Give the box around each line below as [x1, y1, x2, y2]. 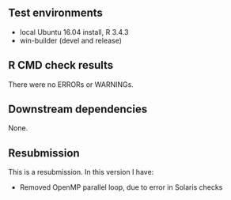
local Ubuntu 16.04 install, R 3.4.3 [19, 27, 129, 36]
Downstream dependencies [8, 103, 148, 116]
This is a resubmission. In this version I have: [8, 168, 154, 177]
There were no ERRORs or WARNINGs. [8, 79, 134, 89]
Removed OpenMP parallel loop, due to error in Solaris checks [19, 183, 223, 192]
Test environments [8, 6, 103, 20]
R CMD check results [8, 58, 114, 72]
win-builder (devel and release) [19, 36, 123, 45]
